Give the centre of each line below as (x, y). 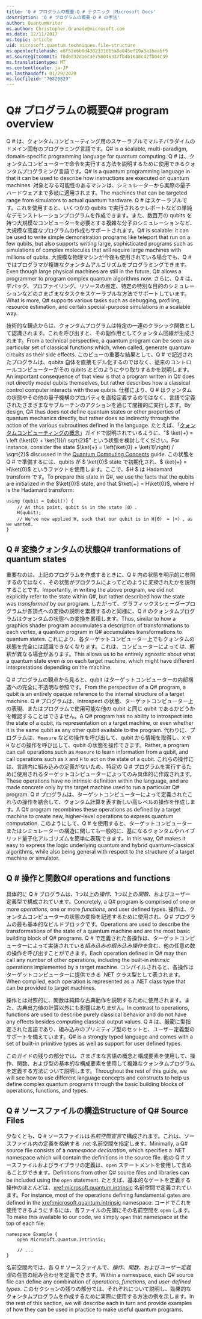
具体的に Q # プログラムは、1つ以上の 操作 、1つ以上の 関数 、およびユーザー (99, 894)
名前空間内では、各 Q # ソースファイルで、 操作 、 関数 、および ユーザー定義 (99, 1267)
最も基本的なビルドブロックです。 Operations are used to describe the (103, 924)
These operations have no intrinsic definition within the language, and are (97, 781)
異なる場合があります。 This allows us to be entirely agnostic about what (106, 654)
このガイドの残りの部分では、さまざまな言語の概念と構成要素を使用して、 (98, 1056)
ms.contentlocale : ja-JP (37, 68)
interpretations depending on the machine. (59, 667)
